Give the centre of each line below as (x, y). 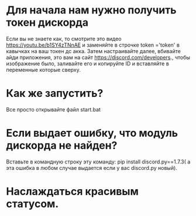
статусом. (32, 204)
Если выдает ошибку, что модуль (92, 133)
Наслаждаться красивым (72, 191)
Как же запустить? (55, 93)
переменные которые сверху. (43, 69)
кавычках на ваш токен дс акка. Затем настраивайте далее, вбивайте (94, 51)
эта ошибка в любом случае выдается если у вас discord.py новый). (92, 168)
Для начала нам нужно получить (91, 10)
